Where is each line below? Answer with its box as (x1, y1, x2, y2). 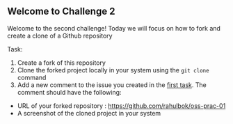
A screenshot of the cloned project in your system (17, 109, 161, 117)
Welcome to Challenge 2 (7, 6, 115, 17)
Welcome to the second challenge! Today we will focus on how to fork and (7, 24, 221, 32)
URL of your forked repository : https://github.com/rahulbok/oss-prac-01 (17, 101, 226, 110)
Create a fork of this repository (17, 59, 106, 67)
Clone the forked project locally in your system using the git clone (17, 65, 210, 74)
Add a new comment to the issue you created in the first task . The (17, 80, 207, 89)
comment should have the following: (17, 88, 122, 96)
